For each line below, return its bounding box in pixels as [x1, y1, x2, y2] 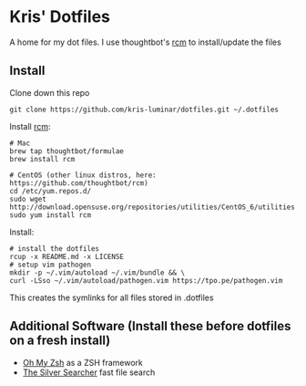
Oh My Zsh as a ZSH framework [22, 357, 144, 368]
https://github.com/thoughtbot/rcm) [9, 178, 148, 188]
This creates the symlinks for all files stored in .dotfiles [9, 292, 214, 303]
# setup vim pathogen [9, 260, 92, 269]
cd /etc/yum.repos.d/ [9, 186, 92, 195]
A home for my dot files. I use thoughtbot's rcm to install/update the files [9, 37, 282, 47]
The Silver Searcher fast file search [22, 367, 156, 378]
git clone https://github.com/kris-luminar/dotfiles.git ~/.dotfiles [9, 105, 280, 114]
